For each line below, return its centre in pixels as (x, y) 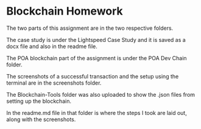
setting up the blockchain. (39, 101)
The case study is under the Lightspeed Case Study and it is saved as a (96, 40)
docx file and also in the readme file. (52, 46)
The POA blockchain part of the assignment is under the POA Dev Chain (97, 58)
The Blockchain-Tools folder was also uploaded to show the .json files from (101, 94)
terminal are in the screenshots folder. (54, 83)
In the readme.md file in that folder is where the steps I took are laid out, (97, 113)
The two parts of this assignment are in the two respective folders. (90, 28)
